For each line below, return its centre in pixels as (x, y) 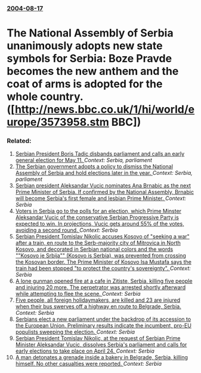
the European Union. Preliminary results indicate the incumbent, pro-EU (103, 326)
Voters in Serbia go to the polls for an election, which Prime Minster (98, 211)
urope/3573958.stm (58, 122)
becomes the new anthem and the (93, 72)
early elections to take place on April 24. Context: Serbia (85, 351)
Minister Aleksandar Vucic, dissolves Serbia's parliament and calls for (101, 345)
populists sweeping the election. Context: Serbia (75, 332)
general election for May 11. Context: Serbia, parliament (84, 160)
